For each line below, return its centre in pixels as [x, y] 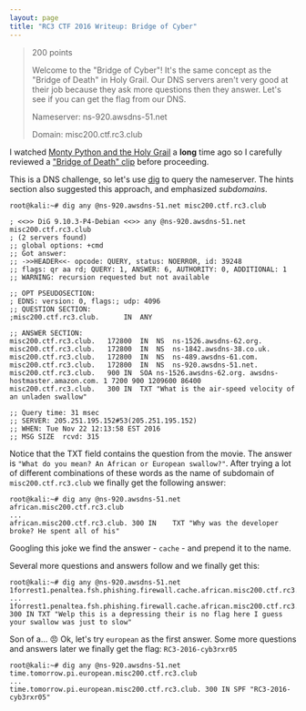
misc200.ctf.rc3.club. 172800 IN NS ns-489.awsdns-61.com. [134, 357]
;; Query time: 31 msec [55, 412]
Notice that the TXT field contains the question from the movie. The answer [151, 453]
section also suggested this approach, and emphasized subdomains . [138, 188]
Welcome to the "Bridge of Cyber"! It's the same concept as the [151, 70]
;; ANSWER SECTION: [46, 333]
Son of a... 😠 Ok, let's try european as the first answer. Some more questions [153, 639]
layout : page [34, 18]
